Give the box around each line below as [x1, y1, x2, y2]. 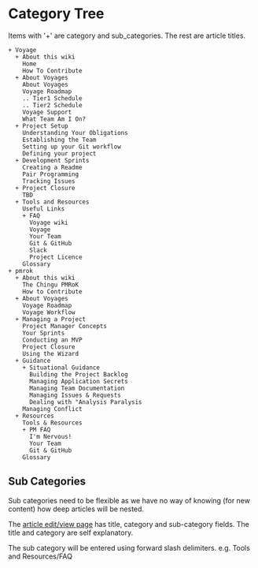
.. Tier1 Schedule [22, 94, 83, 103]
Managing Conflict [22, 405, 83, 413]
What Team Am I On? [22, 115, 87, 123]
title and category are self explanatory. [8, 528, 134, 537]
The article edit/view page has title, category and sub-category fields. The [8, 519, 249, 529]
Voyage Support [22, 108, 72, 116]
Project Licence [28, 253, 83, 261]
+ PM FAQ [22, 425, 51, 434]
